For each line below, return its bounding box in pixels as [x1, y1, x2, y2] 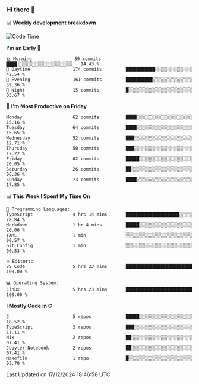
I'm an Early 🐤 [6, 45, 41, 52]
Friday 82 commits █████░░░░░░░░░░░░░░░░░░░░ [6, 156, 193, 162]
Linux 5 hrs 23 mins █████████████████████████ [6, 287, 193, 293]
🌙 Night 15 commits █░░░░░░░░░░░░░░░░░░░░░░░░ [6, 87, 193, 93]
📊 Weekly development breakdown [6, 19, 96, 26]
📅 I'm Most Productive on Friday [6, 103, 87, 110]
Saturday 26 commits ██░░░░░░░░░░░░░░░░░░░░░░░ [6, 166, 193, 172]
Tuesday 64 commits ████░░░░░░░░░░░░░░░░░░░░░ [6, 125, 193, 131]
